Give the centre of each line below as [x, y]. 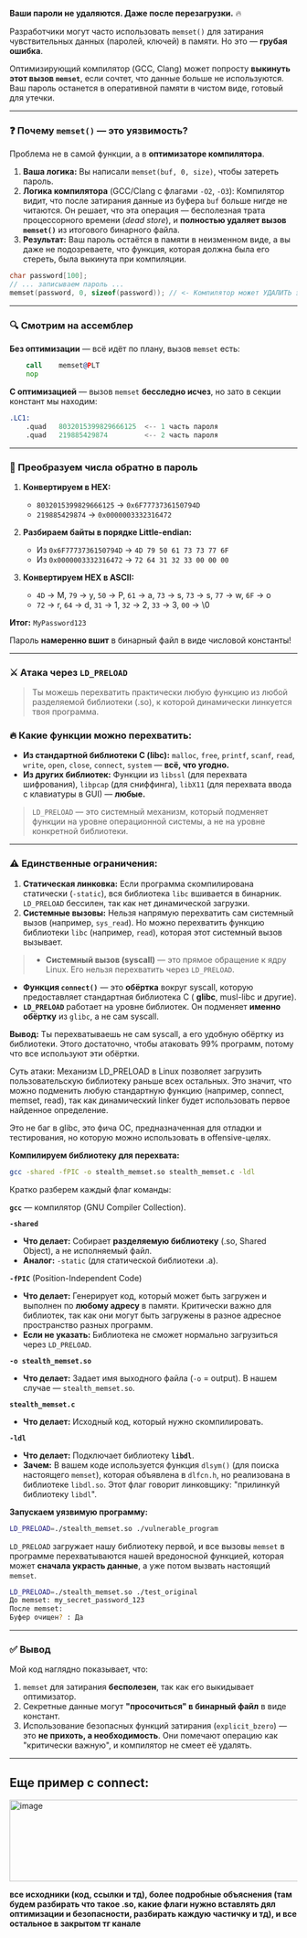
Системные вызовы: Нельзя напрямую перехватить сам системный [158, 913]
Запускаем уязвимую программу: [79, 1512]
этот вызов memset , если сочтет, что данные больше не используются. [147, 78]
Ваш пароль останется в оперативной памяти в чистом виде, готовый [146, 88]
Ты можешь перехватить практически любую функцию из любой [159, 692]
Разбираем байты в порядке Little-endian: [107, 532]
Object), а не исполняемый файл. [87, 1250]
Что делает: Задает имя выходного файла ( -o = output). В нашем [150, 1378]
